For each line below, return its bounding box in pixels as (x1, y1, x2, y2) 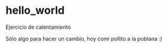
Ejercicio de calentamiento (5, 23, 71, 31)
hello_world (5, 4, 65, 17)
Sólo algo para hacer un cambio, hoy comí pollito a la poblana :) (5, 35, 163, 42)
